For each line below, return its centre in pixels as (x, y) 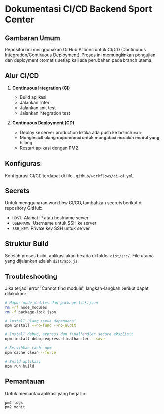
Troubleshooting (31, 276)
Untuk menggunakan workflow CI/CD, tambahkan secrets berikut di (74, 203)
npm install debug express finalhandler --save (55, 339)
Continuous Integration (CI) (41, 88)
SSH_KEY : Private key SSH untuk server (51, 228)
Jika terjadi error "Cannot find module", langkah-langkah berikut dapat (77, 288)
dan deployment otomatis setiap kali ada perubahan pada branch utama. (79, 60)
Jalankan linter (35, 102)
